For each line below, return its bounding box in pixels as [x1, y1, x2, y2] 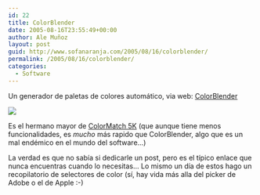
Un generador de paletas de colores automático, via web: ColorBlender [8, 91, 238, 100]
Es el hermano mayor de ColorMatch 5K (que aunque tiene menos [8, 121, 222, 130]
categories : [8, 63, 47, 70]
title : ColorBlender [8, 19, 76, 27]
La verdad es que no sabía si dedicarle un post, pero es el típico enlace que [8, 153, 252, 162]
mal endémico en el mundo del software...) [8, 138, 146, 147]
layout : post [8, 41, 51, 49]
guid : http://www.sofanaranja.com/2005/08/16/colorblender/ [8, 48, 209, 56]
